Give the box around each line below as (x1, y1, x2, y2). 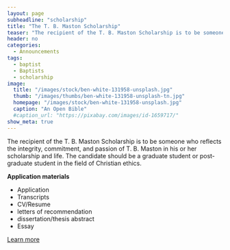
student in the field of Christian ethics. (34, 159, 142, 167)
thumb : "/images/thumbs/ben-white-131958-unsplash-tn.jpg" (13, 93, 186, 100)
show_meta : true (7, 118, 53, 125)
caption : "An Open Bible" (13, 105, 88, 112)
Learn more (7, 235, 40, 243)
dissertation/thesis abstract (16, 214, 94, 223)
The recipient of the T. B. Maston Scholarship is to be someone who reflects (7, 137, 222, 145)
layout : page (7, 10, 44, 17)
